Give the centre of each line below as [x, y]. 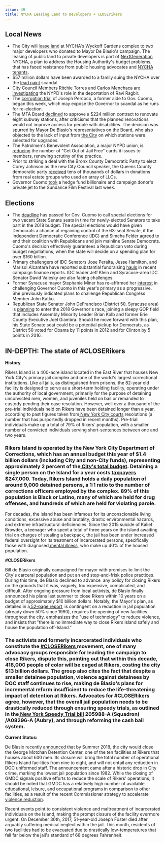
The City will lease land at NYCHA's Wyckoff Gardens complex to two [83, 46]
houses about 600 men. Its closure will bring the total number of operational [82, 757]
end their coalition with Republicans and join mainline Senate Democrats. [86, 241]
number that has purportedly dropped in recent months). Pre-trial [71, 419]
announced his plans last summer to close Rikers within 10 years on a [76, 596]
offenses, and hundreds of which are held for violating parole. [81, 503]
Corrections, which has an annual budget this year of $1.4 [76, 454]
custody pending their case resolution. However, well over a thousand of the [82, 404]
